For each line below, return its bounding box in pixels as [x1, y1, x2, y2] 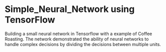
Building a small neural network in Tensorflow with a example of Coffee [5, 30, 152, 36]
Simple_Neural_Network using [5, 3, 135, 15]
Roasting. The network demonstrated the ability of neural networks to [5, 36, 149, 42]
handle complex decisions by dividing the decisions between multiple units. [5, 41, 161, 47]
